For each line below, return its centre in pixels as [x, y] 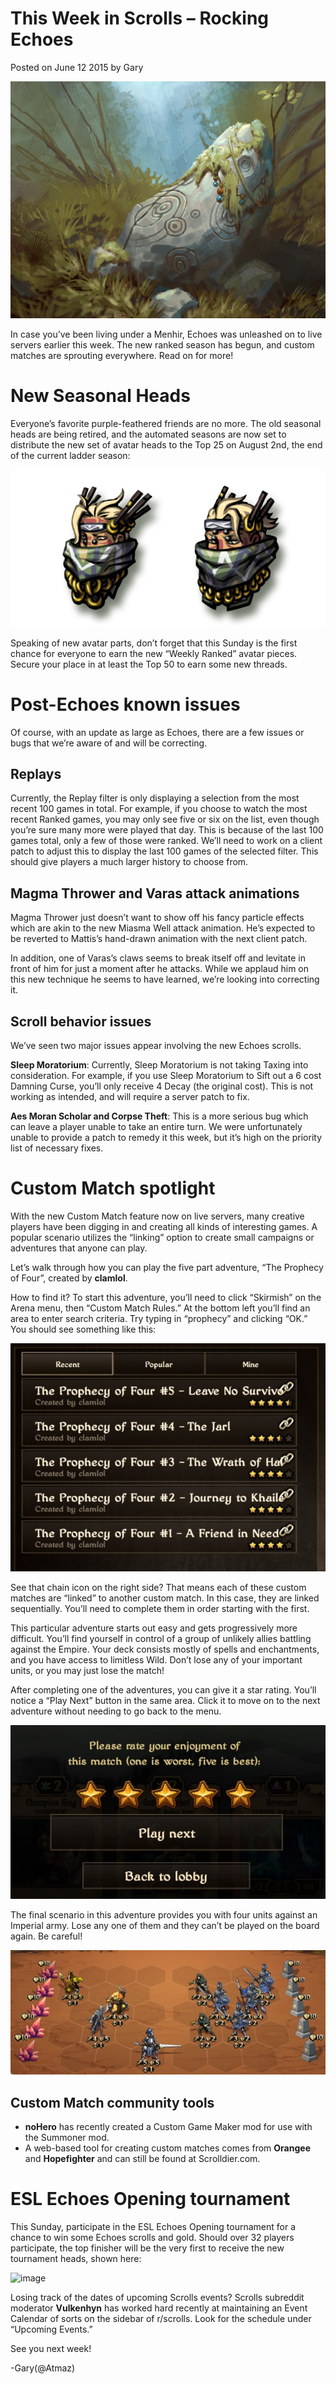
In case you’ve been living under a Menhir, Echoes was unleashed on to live [166, 334]
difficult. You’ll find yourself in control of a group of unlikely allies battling [161, 1638]
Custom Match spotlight [113, 1188]
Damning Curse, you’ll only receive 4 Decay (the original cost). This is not [162, 1086]
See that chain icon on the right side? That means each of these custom [158, 1587]
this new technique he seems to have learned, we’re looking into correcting [165, 979]
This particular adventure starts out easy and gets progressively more [154, 1628]
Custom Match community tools [112, 2102]
